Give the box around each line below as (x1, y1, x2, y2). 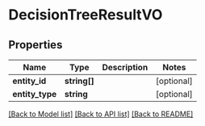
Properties (8, 38, 63, 52)
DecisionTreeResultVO (8, 6, 163, 24)
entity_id (12, 75, 47, 86)
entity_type (12, 89, 57, 99)
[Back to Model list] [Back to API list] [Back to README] (8, 109, 194, 119)
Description (102, 62, 149, 73)
